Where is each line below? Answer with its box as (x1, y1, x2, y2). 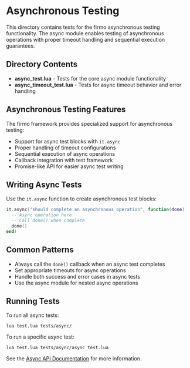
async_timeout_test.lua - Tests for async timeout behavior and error (14, 81, 182, 88)
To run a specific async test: (6, 333, 74, 340)
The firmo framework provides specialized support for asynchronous (6, 120, 173, 127)
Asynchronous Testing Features (6, 105, 126, 115)
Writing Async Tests (6, 179, 82, 189)
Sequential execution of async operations (14, 150, 116, 157)
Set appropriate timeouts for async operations (14, 266, 126, 274)
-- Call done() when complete (11, 218, 85, 224)
